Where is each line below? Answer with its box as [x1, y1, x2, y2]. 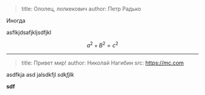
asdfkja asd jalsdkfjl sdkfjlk [6, 71, 74, 78]
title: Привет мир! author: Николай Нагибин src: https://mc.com [21, 59, 184, 66]
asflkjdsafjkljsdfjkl [6, 29, 52, 36]
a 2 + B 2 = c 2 [87, 41, 118, 49]
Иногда [6, 17, 26, 24]
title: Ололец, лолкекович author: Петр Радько [21, 5, 142, 12]
